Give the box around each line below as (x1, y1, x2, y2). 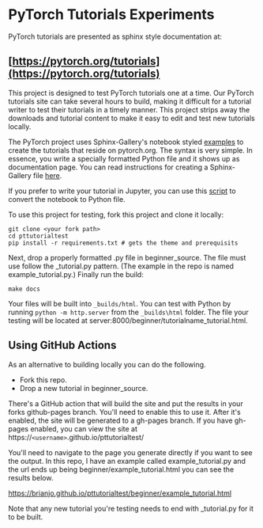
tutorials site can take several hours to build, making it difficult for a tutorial (8, 97, 251, 106)
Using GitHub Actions (8, 339, 117, 352)
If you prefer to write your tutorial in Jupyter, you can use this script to (8, 186, 236, 196)
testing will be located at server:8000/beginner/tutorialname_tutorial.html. (8, 315, 248, 325)
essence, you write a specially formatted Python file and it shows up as (8, 154, 240, 163)
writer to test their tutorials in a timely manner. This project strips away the (8, 104, 250, 114)
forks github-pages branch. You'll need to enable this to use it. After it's (8, 407, 241, 416)
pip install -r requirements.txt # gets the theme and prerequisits (8, 239, 239, 247)
